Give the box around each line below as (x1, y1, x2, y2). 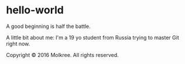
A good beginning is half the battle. (6, 23, 91, 30)
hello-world (6, 3, 64, 17)
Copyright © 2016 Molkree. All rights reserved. (6, 51, 119, 58)
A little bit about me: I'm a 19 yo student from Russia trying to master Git (6, 34, 180, 41)
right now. (6, 40, 30, 47)
